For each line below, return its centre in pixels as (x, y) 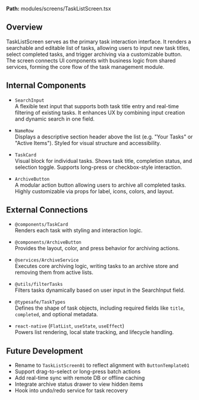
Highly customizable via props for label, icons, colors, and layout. (94, 191)
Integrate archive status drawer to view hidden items (79, 384)
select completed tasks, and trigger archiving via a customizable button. (94, 54)
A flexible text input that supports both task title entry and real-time (97, 106)
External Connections (47, 210)
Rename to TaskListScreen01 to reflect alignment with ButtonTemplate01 (102, 366)
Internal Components (46, 86)
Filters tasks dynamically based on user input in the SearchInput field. (100, 290)
